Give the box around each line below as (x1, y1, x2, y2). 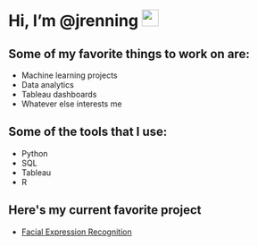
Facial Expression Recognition (21, 226, 133, 237)
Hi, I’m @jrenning (8, 11, 139, 31)
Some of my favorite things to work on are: (8, 46, 251, 62)
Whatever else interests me (21, 98, 122, 109)
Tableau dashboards (21, 89, 97, 99)
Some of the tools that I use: (8, 124, 168, 140)
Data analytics (21, 80, 75, 89)
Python (21, 148, 48, 158)
